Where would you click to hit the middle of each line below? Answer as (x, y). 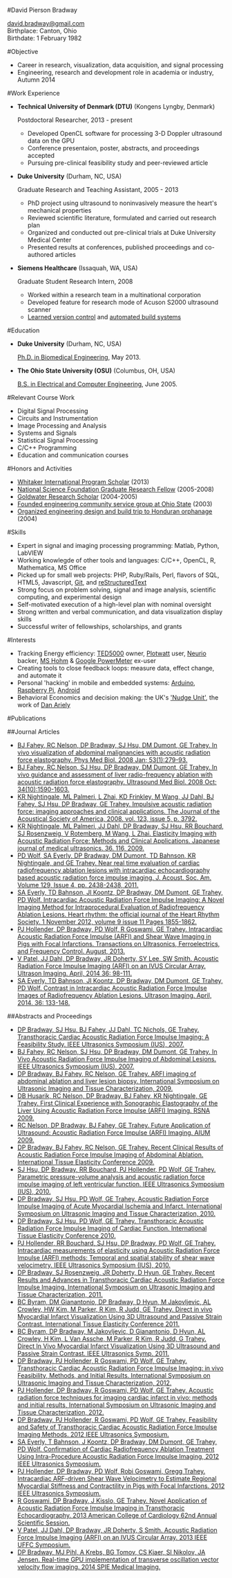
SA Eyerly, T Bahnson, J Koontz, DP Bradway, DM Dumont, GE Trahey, (117, 1442)
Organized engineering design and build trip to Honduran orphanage (115, 511)
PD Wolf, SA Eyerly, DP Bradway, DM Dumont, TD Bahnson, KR (106, 856)
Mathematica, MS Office (52, 568)
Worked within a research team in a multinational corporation (114, 295)
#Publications (27, 718)
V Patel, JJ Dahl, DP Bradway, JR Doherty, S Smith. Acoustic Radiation (117, 1530)
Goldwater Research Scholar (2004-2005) (77, 497)
